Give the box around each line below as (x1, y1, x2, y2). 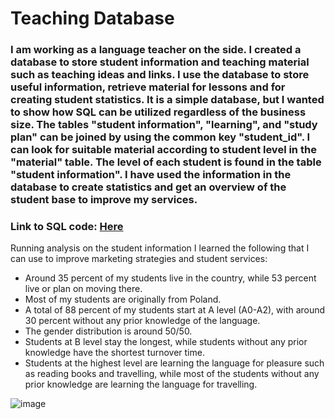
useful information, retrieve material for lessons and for (10, 80, 286, 94)
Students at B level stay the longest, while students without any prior (24, 336, 308, 348)
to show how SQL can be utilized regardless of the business (10, 105, 307, 119)
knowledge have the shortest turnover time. (24, 347, 205, 359)
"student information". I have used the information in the (10, 168, 292, 182)
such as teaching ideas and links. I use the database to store (10, 68, 310, 82)
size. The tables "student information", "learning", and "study (10, 118, 318, 132)
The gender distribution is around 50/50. (24, 325, 193, 337)
